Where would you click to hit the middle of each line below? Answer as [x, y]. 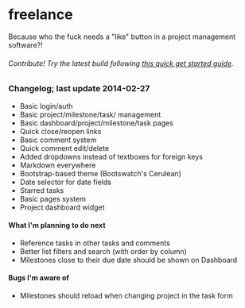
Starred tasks [42, 190]
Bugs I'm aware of [39, 278]
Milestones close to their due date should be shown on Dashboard [128, 260]
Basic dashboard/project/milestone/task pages [96, 123]
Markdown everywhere [58, 165]
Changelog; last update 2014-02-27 [79, 89]
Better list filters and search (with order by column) [103, 251]
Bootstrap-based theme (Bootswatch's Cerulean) [100, 173]
